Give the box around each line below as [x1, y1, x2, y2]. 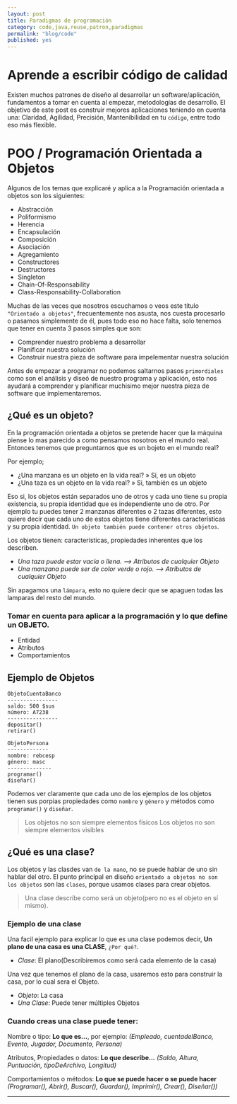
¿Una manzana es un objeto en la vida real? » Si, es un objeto [17, 471, 196, 479]
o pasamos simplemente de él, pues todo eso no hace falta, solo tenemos [7, 316, 222, 325]
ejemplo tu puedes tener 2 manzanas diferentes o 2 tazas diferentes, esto [7, 507, 222, 515]
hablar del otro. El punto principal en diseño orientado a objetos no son [7, 872, 218, 881]
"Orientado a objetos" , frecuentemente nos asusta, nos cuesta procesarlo [7, 309, 226, 317]
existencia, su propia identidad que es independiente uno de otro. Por [7, 500, 210, 508]
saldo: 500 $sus [7, 702, 55, 710]
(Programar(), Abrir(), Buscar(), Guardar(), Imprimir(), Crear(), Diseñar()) [7, 1082, 218, 1091]
